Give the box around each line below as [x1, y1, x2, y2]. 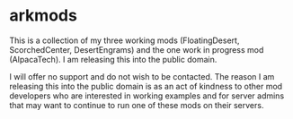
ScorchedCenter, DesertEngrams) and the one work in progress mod [9, 44, 264, 55]
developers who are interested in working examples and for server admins [9, 90, 285, 101]
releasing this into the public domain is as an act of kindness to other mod [9, 81, 283, 91]
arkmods [9, 5, 78, 26]
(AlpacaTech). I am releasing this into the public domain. [9, 54, 218, 64]
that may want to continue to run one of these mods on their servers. [9, 99, 264, 110]
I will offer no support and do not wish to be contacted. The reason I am [9, 71, 275, 81]
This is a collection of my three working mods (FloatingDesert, [9, 35, 240, 46]
